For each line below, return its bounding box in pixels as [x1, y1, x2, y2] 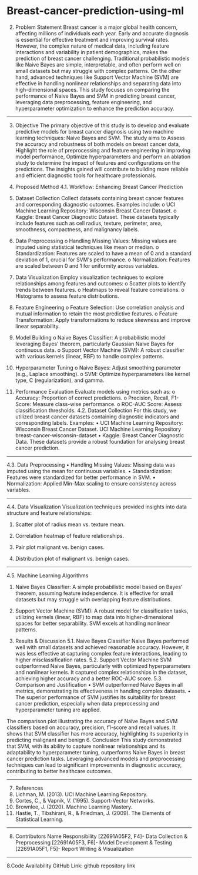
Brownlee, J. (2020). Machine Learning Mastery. [15, 803, 133, 810]
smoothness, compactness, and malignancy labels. [15, 225, 140, 233]
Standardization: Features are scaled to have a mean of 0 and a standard [15, 249, 192, 257]
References [15, 784, 43, 791]
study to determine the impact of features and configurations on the [15, 159, 180, 166]
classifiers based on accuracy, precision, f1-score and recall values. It [6, 724, 176, 731]
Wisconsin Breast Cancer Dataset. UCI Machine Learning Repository [15, 425, 182, 432]
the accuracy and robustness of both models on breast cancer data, [15, 140, 180, 148]
